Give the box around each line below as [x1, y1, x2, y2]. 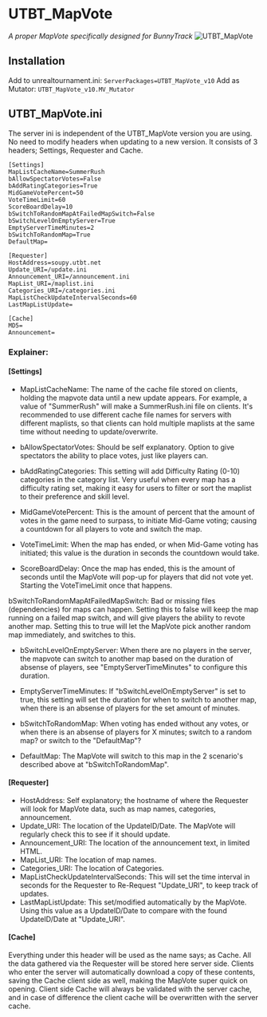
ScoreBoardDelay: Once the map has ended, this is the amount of [19, 564, 235, 573]
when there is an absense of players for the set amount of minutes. [19, 703, 241, 713]
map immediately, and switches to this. [8, 630, 136, 639]
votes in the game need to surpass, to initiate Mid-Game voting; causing [19, 516, 257, 525]
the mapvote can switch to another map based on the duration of [19, 654, 234, 663]
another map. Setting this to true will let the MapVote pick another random [8, 621, 251, 631]
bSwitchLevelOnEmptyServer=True [8, 216, 116, 224]
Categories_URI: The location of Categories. [19, 863, 165, 873]
